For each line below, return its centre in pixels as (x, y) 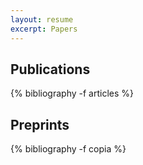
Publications (50, 69)
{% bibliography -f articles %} (72, 93)
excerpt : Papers (44, 29)
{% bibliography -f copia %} (68, 149)
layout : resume (42, 19)
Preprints (40, 124)
